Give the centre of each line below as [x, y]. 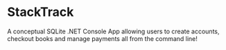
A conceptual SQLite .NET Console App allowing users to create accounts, [113, 31]
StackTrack [41, 12]
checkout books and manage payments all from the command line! [102, 38]
